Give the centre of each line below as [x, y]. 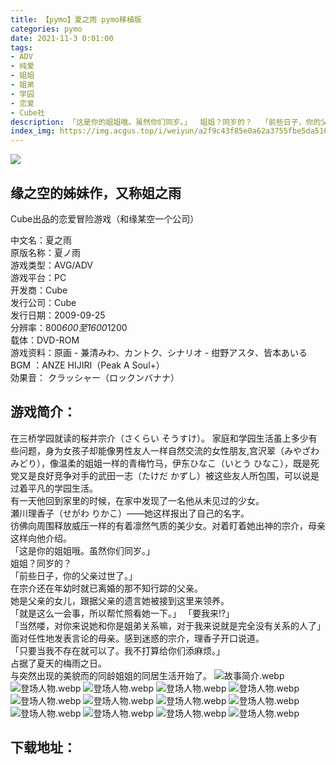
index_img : [33, 131]
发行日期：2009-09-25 [58, 315]
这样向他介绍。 [41, 538]
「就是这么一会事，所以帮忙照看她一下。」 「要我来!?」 [122, 613]
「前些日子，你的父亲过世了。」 [74, 575]
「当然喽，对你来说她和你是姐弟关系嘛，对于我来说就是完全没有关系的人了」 [168, 625]
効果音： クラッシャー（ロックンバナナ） [95, 377]
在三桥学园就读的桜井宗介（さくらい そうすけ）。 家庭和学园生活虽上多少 [159, 438]
